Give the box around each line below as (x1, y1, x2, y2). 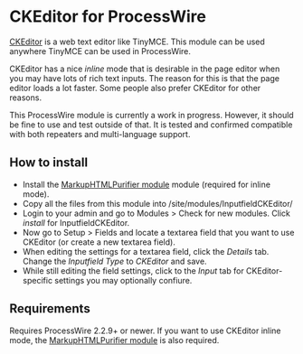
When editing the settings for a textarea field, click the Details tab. (22, 246, 270, 256)
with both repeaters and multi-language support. (9, 128, 191, 139)
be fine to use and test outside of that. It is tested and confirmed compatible (9, 119, 293, 130)
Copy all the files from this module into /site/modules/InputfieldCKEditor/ (22, 198, 293, 209)
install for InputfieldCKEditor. (22, 217, 130, 228)
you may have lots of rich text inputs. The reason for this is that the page (9, 72, 280, 83)
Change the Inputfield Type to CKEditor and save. (22, 256, 207, 266)
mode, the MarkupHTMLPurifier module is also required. (9, 334, 220, 345)
